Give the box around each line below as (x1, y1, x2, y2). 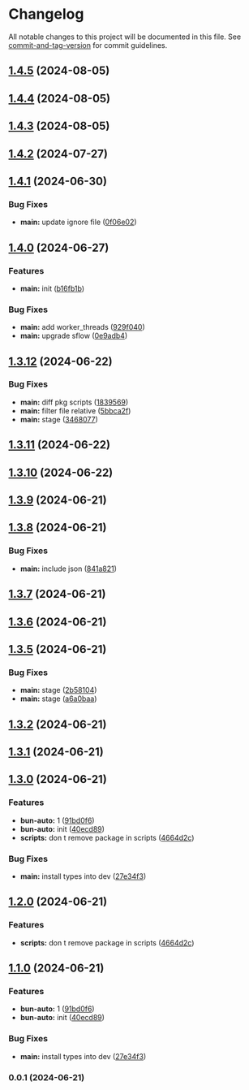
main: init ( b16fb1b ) (19, 283, 85, 293)
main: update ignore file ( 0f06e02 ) (19, 217, 137, 227)
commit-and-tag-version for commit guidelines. (8, 40, 168, 50)
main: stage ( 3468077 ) (19, 414, 99, 424)
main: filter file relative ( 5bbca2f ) (19, 405, 131, 415)
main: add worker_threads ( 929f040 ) (19, 322, 146, 332)
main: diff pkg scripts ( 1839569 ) (19, 397, 129, 407)
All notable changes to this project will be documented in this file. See (8, 32, 242, 41)
